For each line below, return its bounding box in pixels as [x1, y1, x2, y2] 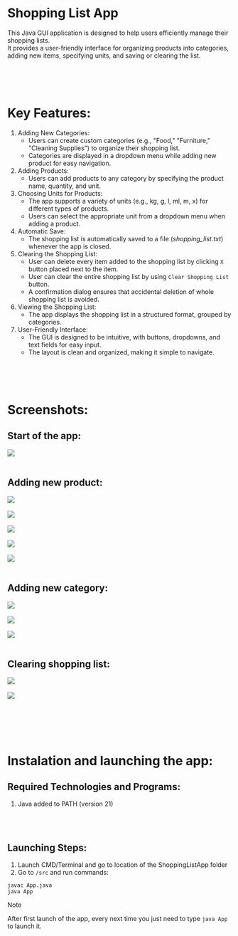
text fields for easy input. [28, 340, 102, 349]
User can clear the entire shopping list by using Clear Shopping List [28, 272, 229, 280]
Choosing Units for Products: [17, 189, 103, 197]
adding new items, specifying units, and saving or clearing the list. [7, 51, 201, 60]
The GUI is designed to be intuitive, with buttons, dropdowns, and [28, 332, 221, 341]
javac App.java [7, 882, 53, 889]
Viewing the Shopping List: [17, 303, 97, 311]
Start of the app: [7, 430, 82, 442]
